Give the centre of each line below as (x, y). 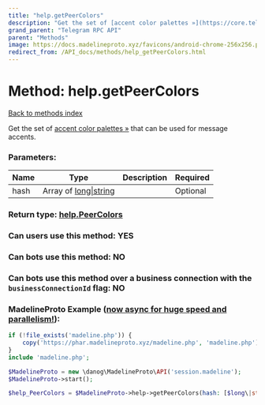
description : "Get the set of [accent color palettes (99, 23)
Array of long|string (78, 191)
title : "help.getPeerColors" (56, 15)
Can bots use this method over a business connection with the (130, 278)
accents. (22, 137)
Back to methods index (45, 113)
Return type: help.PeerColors (66, 215)
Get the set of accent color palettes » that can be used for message (118, 128)
